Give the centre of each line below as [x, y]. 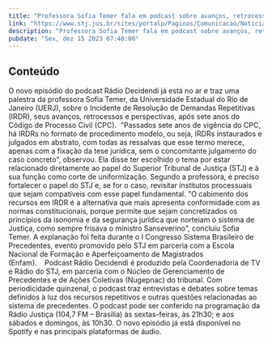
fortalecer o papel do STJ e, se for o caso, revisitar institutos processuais [130, 185]
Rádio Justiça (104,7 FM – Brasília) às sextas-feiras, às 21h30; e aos [121, 314]
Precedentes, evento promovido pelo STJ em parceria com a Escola [121, 246]
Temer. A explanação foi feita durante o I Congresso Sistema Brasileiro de [131, 237]
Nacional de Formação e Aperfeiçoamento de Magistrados [106, 254]
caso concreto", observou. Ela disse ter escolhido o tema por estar [119, 159]
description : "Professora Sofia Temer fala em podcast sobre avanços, [130, 31]
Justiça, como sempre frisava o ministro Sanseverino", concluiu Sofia [124, 228]
